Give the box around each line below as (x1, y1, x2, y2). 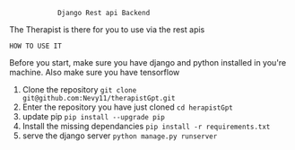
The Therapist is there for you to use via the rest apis (9, 24, 205, 35)
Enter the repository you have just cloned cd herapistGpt (22, 101, 233, 112)
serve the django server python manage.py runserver (22, 130, 218, 141)
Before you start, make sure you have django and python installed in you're (9, 57, 287, 67)
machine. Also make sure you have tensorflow (9, 67, 180, 77)
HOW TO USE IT (9, 41, 63, 50)
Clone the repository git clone (22, 84, 137, 94)
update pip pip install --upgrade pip (22, 111, 166, 121)
